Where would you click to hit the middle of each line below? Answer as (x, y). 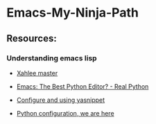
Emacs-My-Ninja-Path (73, 13)
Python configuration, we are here (66, 113)
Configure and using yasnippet (61, 100)
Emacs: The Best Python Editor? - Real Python (83, 86)
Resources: (32, 38)
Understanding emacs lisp (52, 58)
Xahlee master (37, 73)
